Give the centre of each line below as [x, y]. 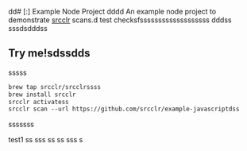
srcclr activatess [39, 102]
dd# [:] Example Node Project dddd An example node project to [112, 12]
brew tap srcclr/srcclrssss [55, 87]
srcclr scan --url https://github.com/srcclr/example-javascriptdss [124, 109]
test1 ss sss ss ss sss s [46, 140]
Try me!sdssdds [49, 54]
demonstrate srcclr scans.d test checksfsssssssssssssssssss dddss [120, 20]
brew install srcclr [42, 95]
